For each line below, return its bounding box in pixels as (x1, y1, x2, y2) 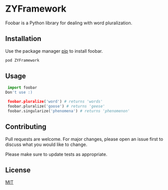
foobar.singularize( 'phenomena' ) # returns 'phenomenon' (7, 108, 130, 113)
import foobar (7, 85, 37, 90)
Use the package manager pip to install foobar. (5, 48, 103, 54)
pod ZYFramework (5, 58, 39, 63)
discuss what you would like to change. (5, 141, 88, 147)
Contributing (5, 123, 47, 131)
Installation (5, 34, 41, 43)
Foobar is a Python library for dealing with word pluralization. (5, 20, 133, 26)
